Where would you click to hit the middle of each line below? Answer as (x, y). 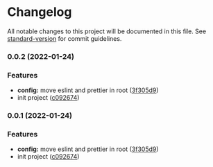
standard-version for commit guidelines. (65, 38)
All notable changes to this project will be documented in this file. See (107, 31)
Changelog (40, 12)
